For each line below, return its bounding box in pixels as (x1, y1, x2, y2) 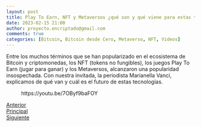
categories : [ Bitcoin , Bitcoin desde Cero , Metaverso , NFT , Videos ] (6, 36, 181, 42)
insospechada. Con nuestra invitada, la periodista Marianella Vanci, (6, 72, 172, 79)
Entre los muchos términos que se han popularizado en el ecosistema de (6, 53, 185, 60)
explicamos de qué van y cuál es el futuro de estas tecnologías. (6, 78, 163, 85)
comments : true (6, 31, 44, 37)
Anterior (6, 101, 26, 108)
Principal (6, 108, 28, 114)
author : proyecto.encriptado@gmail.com (6, 25, 106, 32)
